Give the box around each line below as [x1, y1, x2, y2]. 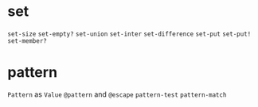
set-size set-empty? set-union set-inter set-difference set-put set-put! [7, 30, 252, 38]
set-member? [7, 36, 47, 45]
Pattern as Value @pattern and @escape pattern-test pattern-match [7, 90, 227, 99]
